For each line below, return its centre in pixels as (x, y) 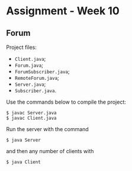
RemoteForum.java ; (37, 78)
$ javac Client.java (32, 118)
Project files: (21, 47)
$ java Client (24, 162)
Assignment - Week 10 (63, 11)
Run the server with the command (47, 129)
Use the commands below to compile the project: (66, 102)
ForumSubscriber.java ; (42, 71)
